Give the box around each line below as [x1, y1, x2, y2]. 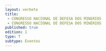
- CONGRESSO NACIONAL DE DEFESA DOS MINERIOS [7, 16, 102, 21]
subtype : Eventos [5, 39, 41, 44]
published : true [5, 25, 38, 30]
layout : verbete [5, 7, 38, 12]
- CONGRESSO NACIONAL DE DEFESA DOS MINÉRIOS [7, 20, 102, 26]
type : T [5, 34, 21, 39]
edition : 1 [5, 30, 27, 34]
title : [5, 12, 19, 17]
